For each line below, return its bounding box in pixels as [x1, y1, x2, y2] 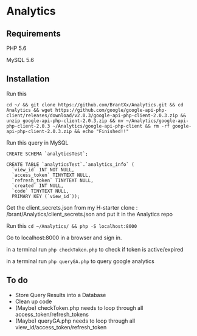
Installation [6, 74, 50, 84]
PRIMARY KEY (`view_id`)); [12, 193, 80, 199]
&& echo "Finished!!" [74, 128, 130, 134]
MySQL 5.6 [6, 57, 35, 63]
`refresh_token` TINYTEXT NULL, [12, 177, 94, 183]
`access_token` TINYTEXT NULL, [12, 172, 91, 178]
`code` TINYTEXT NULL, [12, 188, 69, 194]
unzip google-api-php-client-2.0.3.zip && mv [6, 117, 123, 124]
